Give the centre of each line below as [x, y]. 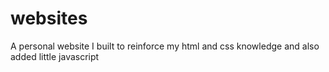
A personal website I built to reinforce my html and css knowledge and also [165, 46]
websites [49, 18]
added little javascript [55, 56]
